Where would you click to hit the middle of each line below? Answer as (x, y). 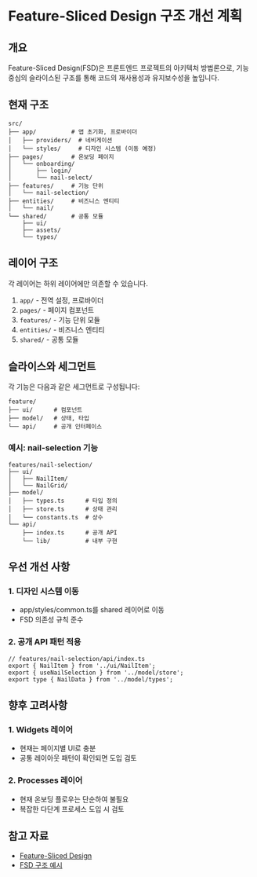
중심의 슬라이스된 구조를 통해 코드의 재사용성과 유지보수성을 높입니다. (114, 78)
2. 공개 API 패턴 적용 (45, 642)
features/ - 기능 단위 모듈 (60, 320)
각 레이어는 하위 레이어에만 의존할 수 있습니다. (78, 283)
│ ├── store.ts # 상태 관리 (63, 509)
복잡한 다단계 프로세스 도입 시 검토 (72, 809)
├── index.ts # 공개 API (70, 532)
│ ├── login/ (40, 171)
